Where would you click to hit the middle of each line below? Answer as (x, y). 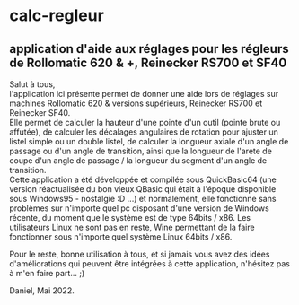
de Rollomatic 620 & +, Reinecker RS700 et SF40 (148, 62)
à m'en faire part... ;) (47, 273)
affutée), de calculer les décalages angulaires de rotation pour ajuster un (144, 132)
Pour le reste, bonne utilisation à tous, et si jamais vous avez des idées (140, 254)
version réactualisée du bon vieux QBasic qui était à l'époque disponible (143, 189)
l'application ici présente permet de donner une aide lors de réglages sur (144, 94)
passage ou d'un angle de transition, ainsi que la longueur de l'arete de (141, 151)
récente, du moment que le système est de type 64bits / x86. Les (130, 218)
